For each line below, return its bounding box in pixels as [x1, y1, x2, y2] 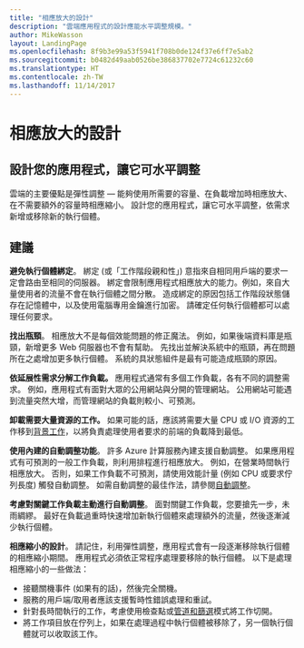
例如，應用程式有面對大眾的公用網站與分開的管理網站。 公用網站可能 [26, 384, 284, 395]
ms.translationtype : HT [9, 65, 100, 74]
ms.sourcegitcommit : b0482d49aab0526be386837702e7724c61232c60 [9, 56, 254, 65]
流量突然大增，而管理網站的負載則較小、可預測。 [16, 395, 201, 406]
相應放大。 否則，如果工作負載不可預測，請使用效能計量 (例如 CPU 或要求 [9, 468, 285, 479]
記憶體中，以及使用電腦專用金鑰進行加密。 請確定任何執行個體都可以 [25, 299, 282, 310]
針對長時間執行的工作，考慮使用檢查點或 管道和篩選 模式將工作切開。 [22, 606, 278, 617]
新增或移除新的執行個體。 [9, 210, 105, 221]
